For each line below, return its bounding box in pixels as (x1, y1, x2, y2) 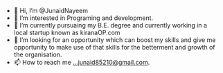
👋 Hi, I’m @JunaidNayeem (13, 7, 89, 14)
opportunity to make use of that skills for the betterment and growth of (13, 43, 216, 51)
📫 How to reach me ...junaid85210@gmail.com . (13, 59, 150, 66)
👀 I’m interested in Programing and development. (13, 14, 154, 22)
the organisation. (13, 50, 62, 59)
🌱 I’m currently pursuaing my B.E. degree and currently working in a (13, 21, 208, 29)
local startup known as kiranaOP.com (13, 28, 121, 36)
